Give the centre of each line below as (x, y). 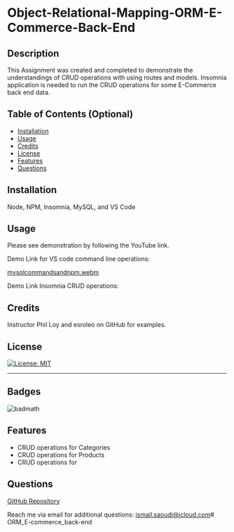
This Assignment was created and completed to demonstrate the (100, 70)
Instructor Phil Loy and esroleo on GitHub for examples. (87, 325)
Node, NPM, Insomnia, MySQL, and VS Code (71, 206)
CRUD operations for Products (61, 455)
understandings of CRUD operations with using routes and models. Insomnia (117, 77)
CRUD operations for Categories (64, 447)
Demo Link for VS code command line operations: (79, 259)
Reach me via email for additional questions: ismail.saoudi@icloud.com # (111, 515)
